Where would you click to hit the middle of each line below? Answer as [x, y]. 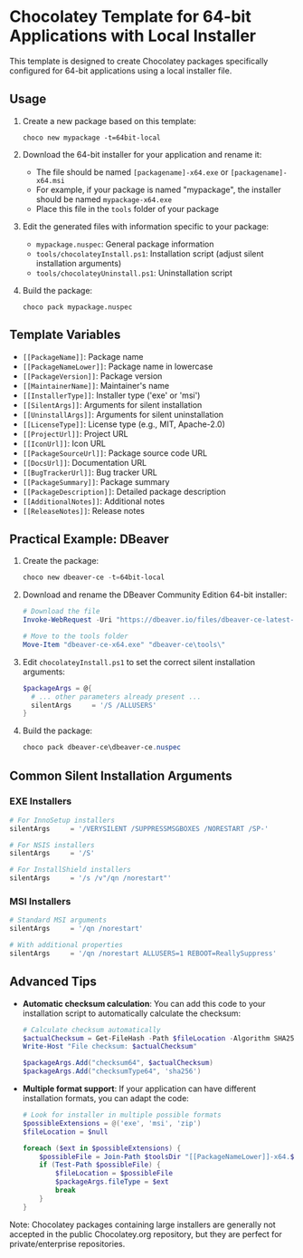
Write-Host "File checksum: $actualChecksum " [109, 1047]
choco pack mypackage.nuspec [77, 307]
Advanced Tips [53, 982]
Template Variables [65, 335]
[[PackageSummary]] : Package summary [96, 481]
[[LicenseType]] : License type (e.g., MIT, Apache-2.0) [124, 424]
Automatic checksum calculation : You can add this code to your [144, 1003]
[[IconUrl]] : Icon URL [64, 443]
